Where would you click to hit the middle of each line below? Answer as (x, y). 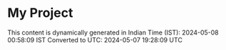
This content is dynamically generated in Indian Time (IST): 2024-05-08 (113, 32)
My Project (40, 13)
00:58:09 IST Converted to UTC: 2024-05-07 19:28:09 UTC (95, 39)
